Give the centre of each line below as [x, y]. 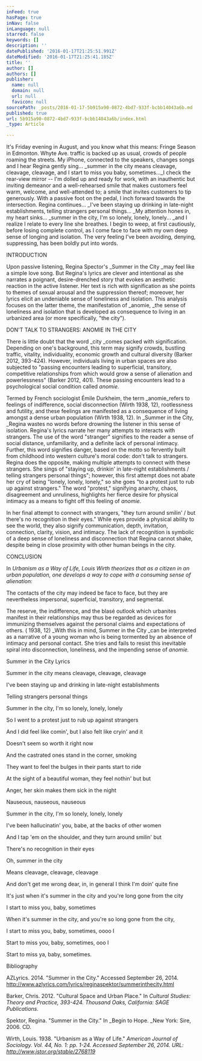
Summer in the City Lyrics [38, 661]
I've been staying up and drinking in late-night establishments [83, 685]
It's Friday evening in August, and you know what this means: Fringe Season [101, 147]
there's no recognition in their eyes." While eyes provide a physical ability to [100, 519]
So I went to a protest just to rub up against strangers [72, 720]
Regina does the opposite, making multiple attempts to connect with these [99, 463]
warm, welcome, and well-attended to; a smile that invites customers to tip [99, 192]
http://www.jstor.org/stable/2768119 [51, 1052]
